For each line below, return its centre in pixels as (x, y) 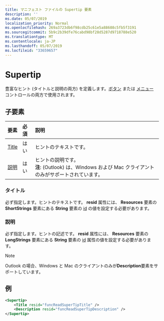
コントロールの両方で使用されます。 (41, 95)
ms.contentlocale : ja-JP (30, 42)
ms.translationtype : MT (29, 37)
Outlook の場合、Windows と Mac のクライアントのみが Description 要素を (80, 266)
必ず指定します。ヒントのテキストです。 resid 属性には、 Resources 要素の (81, 202)
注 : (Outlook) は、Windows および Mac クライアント (95, 168)
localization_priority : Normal (37, 23)
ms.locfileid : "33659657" (31, 50)
